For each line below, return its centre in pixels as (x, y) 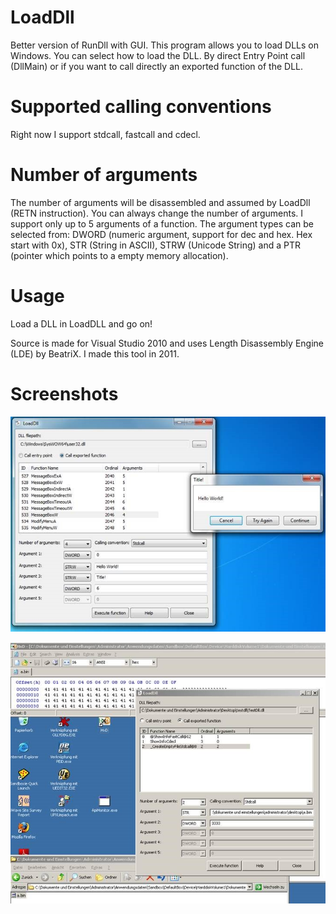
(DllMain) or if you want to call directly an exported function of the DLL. (157, 66)
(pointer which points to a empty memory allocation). (119, 255)
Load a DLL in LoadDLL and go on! (81, 323)
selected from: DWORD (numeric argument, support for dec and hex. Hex (161, 234)
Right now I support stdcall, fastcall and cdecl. (105, 134)
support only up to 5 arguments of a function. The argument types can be (162, 223)
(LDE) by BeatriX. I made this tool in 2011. (95, 353)
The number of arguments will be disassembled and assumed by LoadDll (160, 202)
